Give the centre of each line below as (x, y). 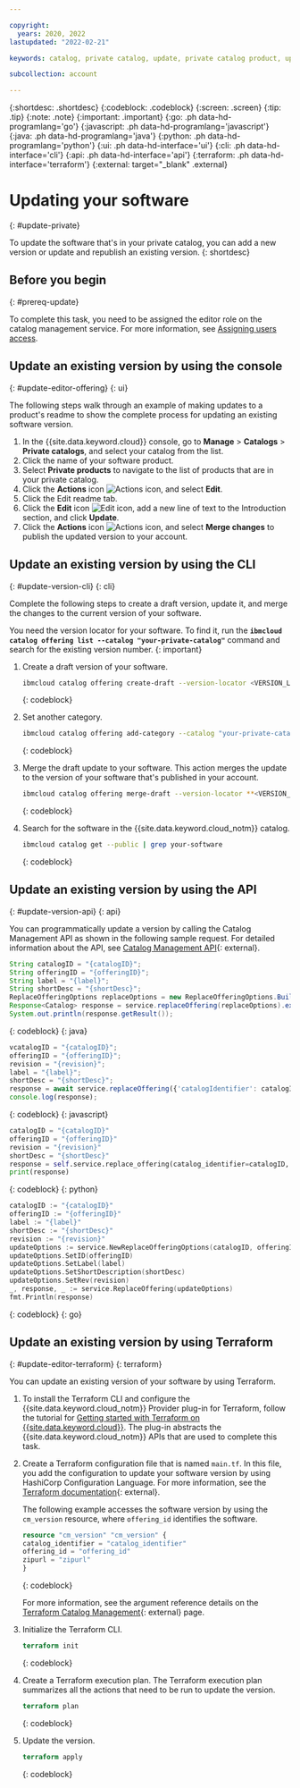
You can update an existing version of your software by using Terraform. (142, 1381)
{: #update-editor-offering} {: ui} (69, 388)
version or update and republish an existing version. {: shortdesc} (129, 252)
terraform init (50, 1646)
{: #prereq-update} (44, 301)
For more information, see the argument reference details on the (140, 1602)
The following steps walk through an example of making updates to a (136, 405)
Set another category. (62, 717)
